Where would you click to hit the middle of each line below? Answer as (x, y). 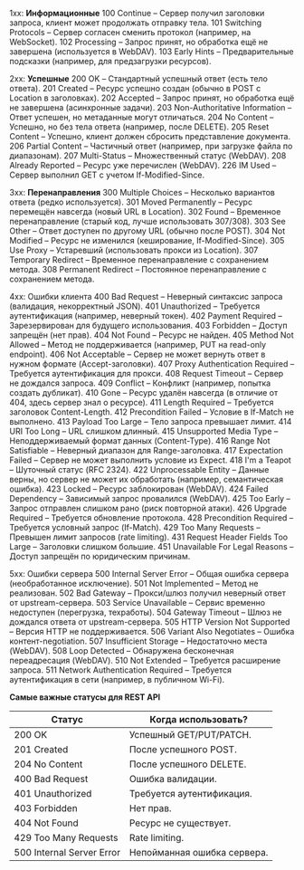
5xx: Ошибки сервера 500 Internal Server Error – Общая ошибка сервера (149, 574)
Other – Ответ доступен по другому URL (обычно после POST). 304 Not (147, 231)
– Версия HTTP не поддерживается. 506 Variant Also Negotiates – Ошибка (152, 631)
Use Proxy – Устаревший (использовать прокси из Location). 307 (134, 250)
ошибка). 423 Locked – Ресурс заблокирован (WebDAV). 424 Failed (139, 489)
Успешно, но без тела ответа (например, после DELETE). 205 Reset (139, 127)
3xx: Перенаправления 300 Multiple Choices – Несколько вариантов (142, 192)
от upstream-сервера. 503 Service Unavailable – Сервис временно (137, 602)
